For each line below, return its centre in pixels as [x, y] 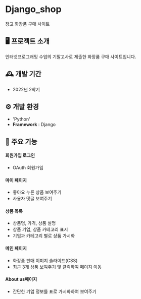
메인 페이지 [16, 248]
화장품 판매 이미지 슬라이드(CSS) [45, 260]
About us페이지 [21, 279]
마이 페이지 [16, 180]
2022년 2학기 [26, 89]
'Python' [21, 119]
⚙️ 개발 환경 [22, 107]
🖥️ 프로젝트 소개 [27, 41]
